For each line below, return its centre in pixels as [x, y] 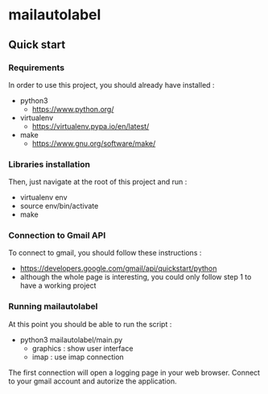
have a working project [58, 286]
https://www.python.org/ [73, 109]
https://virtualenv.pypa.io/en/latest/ [91, 126]
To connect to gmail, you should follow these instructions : [105, 253]
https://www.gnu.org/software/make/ [94, 143]
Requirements [37, 68]
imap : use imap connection [78, 357]
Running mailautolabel [53, 306]
